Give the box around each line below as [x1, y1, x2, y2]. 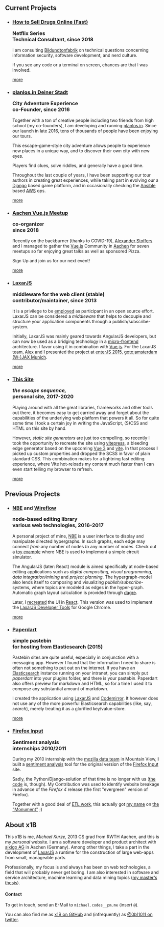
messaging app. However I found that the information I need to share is [12, 660, 156, 666]
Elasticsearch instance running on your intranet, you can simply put [12, 670, 148, 676]
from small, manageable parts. [5, 854, 67, 860]
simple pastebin [12, 637, 51, 644]
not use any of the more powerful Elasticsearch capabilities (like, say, [12, 701, 152, 706]
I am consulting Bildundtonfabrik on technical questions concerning [12, 47, 149, 53]
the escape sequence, [12, 387, 67, 394]
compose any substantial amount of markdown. [12, 686, 109, 692]
